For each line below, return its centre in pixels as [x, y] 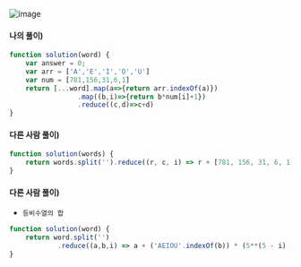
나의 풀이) [26, 35]
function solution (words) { [62, 154]
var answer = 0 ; [56, 64]
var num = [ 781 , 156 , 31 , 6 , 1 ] [77, 80]
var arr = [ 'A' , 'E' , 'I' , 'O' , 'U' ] [88, 72]
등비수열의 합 [43, 214]
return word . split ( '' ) [68, 237]
